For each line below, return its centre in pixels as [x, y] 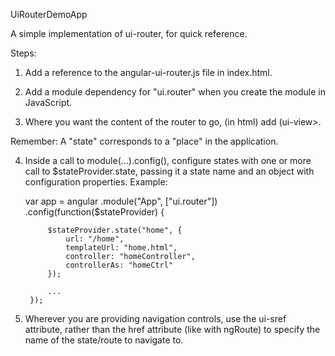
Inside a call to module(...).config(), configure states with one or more [168, 160]
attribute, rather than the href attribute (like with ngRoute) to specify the [172, 329]
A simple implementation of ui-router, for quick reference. [129, 33]
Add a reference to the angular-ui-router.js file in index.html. [148, 72]
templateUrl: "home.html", [121, 248]
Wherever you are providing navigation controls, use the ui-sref [155, 318]
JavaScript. [48, 102]
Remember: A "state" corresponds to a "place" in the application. [144, 141]
